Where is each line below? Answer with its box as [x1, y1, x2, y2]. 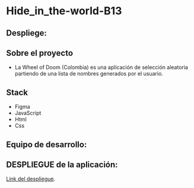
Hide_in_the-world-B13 [6, 4, 122, 18]
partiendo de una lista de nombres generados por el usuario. [14, 70, 163, 77]
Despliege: [6, 28, 47, 38]
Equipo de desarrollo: [6, 139, 87, 149]
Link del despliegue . [6, 176, 55, 183]
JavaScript [14, 109, 42, 117]
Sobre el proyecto [6, 48, 73, 58]
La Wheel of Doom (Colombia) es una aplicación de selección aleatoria [14, 64, 189, 71]
